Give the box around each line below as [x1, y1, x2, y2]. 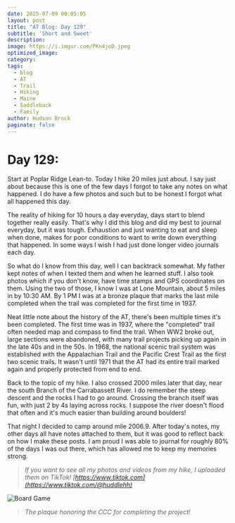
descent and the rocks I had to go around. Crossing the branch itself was [7, 394, 219, 402]
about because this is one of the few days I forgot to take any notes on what [7, 182, 228, 191]
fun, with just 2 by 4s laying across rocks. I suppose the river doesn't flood [7, 401, 224, 410]
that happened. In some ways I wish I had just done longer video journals [7, 240, 220, 250]
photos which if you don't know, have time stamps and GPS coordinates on [7, 277, 225, 285]
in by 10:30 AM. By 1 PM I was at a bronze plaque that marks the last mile [7, 292, 220, 300]
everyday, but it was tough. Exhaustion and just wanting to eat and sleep [7, 226, 217, 234]
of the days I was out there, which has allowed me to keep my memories [7, 444, 217, 453]
